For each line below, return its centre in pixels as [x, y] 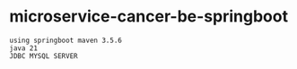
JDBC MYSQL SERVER [44, 56]
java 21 [24, 48]
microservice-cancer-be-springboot [149, 17]
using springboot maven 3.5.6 [66, 40]
